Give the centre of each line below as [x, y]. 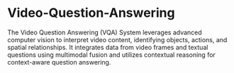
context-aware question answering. [59, 62]
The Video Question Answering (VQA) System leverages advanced [105, 32]
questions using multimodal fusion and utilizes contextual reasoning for [112, 55]
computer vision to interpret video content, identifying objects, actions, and [117, 39]
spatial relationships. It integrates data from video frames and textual [108, 47]
